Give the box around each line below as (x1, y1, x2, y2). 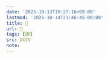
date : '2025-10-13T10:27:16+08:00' (6, 8, 96, 15)
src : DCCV (6, 37, 31, 43)
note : (6, 43, 20, 49)
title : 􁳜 (6, 20, 28, 26)
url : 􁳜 (6, 25, 23, 32)
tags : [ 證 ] (6, 31, 33, 37)
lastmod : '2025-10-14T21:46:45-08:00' (6, 14, 104, 21)
